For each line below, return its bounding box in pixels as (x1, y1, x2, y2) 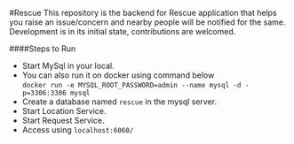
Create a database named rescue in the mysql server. (21, 96, 218, 107)
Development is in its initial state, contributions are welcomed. (9, 27, 236, 36)
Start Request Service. (21, 115, 105, 125)
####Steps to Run (9, 43, 76, 54)
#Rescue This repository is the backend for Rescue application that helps (9, 8, 277, 18)
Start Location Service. (21, 106, 107, 116)
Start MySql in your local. (21, 61, 115, 71)
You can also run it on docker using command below (21, 70, 215, 80)
